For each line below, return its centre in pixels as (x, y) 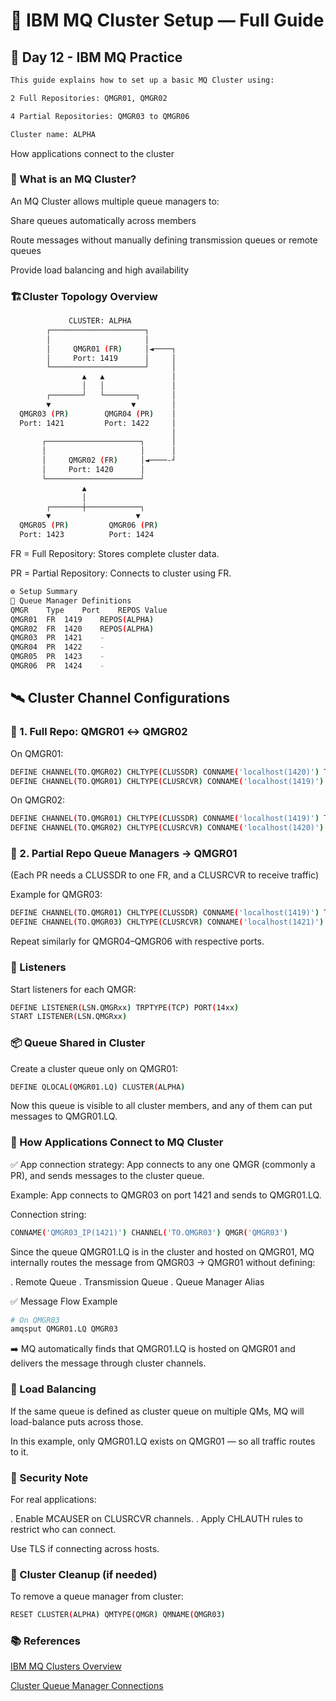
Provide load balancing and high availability (100, 270)
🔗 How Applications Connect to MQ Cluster (117, 1142)
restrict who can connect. (63, 1529)
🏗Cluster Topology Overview (84, 296)
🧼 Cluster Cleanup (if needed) (84, 1574)
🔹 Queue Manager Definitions (71, 600)
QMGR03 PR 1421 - (57, 638)
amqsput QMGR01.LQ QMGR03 (64, 1329)
